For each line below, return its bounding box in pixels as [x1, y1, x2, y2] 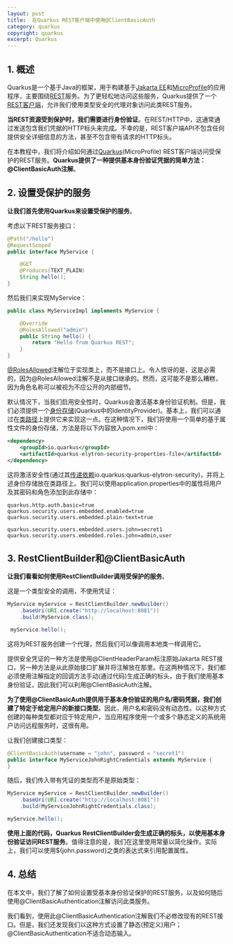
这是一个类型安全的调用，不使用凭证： [7, 587, 116, 596]
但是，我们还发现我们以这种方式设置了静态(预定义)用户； [19, 920, 182, 929]
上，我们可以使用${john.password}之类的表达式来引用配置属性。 [7, 846, 192, 854]
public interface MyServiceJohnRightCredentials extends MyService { [7, 756, 213, 764]
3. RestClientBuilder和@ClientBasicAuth [7, 553, 186, 564]
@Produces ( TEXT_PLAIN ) [19, 267, 85, 274]
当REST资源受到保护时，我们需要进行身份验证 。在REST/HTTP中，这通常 [7, 115, 215, 124]
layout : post [7, 10, 45, 17]
